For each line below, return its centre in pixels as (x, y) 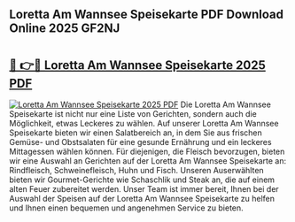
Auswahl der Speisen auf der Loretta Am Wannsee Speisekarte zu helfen (142, 199)
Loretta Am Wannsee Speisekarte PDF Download (146, 15)
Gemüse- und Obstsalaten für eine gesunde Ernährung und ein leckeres (140, 142)
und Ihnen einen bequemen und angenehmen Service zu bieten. (126, 208)
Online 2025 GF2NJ (65, 29)
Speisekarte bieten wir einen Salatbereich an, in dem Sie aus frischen (136, 133)
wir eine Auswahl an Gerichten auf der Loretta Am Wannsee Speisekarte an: (147, 161)
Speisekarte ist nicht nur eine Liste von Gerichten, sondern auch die (133, 114)
